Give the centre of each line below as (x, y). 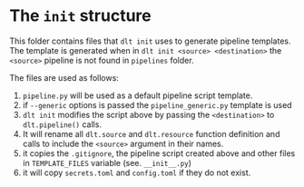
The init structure (80, 16)
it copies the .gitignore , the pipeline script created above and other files (159, 153)
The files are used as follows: (64, 77)
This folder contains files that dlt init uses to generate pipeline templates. (150, 41)
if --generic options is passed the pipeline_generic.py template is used (157, 104)
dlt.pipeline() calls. (62, 124)
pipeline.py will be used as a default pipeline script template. (137, 95)
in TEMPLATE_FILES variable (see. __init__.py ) (107, 162)
